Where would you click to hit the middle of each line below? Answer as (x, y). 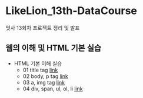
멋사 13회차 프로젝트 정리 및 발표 (43, 28)
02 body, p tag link (46, 76)
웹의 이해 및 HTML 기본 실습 (53, 48)
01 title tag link (40, 70)
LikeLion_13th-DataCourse (71, 11)
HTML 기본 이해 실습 (38, 63)
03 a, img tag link (44, 82)
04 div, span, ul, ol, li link (53, 89)
